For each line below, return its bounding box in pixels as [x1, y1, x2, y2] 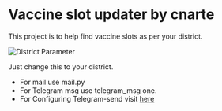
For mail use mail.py [19, 77, 85, 87]
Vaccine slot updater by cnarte [8, 6, 215, 24]
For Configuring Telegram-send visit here [19, 94, 155, 103]
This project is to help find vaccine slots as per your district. [8, 31, 203, 41]
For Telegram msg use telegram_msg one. [19, 85, 157, 95]
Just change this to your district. [8, 61, 114, 72]
